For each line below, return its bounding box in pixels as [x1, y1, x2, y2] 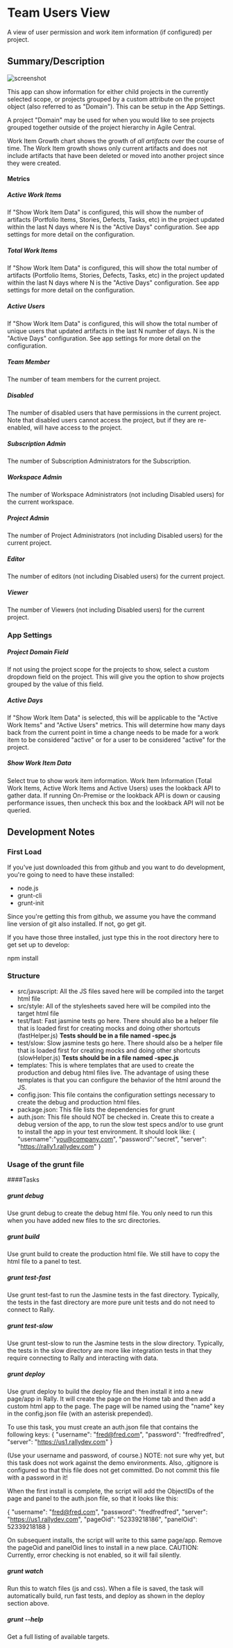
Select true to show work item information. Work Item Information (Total [7, 776, 212, 784]
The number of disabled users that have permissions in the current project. [7, 409, 222, 417]
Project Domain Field [7, 647, 69, 656]
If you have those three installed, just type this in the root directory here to [7, 933, 219, 941]
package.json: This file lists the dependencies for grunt [17, 1105, 175, 1114]
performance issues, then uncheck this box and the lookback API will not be [7, 798, 225, 807]
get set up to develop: [7, 940, 70, 949]
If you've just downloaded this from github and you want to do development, [7, 863, 225, 871]
